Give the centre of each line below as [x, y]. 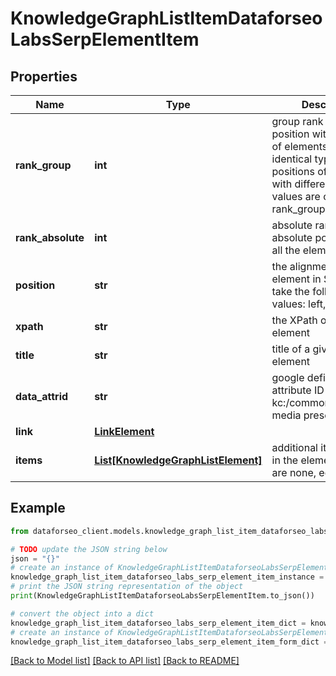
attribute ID [298, 390]
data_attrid [42, 396]
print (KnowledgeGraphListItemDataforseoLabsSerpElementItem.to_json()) [162, 596]
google [288, 377]
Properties [44, 76]
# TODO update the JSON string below [89, 549]
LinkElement [124, 431]
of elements [299, 146]
